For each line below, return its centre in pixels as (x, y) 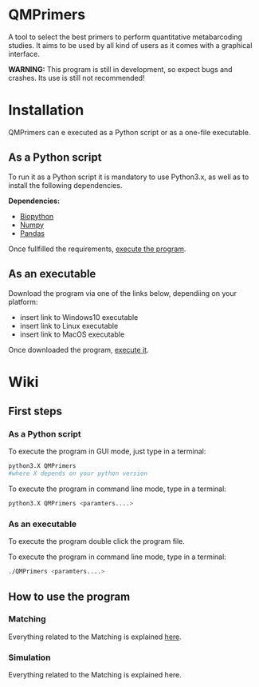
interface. (24, 54)
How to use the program (69, 596)
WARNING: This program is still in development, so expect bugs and (120, 69)
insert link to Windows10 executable (79, 317)
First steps (35, 411)
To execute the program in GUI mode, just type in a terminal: (107, 451)
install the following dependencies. (65, 185)
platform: (23, 302)
